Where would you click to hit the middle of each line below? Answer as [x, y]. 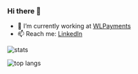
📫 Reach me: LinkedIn [50, 34]
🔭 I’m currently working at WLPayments [74, 26]
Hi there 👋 [24, 11]
